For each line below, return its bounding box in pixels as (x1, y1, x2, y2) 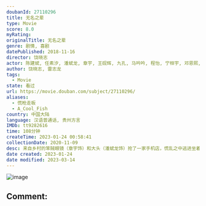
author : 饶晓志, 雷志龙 (6, 65, 61, 72)
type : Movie (6, 20, 37, 26)
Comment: (6, 191, 48, 202)
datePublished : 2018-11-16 (6, 49, 75, 55)
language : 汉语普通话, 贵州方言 (6, 117, 81, 123)
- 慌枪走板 (12, 100, 36, 106)
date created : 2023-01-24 (6, 151, 72, 157)
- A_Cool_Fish (12, 105, 48, 112)
